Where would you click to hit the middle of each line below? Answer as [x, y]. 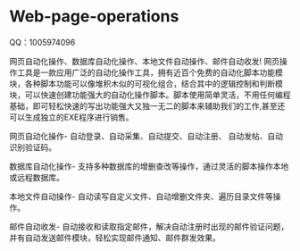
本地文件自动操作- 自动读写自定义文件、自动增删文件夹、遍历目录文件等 [142, 196]
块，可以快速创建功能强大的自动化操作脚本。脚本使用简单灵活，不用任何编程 [150, 95]
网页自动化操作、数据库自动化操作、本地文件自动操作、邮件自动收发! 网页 [144, 61]
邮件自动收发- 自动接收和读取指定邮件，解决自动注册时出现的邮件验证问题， [149, 226]
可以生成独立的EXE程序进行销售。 [71, 117]
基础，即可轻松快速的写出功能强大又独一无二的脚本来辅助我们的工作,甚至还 [147, 105]
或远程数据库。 [37, 177]
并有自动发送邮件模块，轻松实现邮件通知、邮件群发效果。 [115, 238]
